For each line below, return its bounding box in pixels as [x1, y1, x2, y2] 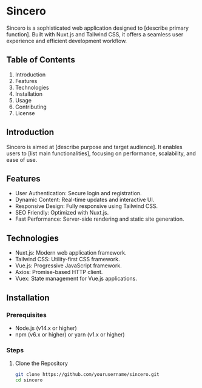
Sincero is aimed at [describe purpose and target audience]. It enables [6, 143, 183, 150]
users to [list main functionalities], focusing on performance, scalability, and [6, 150, 196, 157]
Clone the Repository [15, 360, 69, 367]
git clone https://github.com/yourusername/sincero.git [15, 372, 160, 378]
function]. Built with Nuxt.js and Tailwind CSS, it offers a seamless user [6, 30, 184, 38]
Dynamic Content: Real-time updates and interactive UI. [15, 196, 155, 204]
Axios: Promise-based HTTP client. [15, 269, 103, 276]
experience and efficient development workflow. [6, 37, 127, 44]
